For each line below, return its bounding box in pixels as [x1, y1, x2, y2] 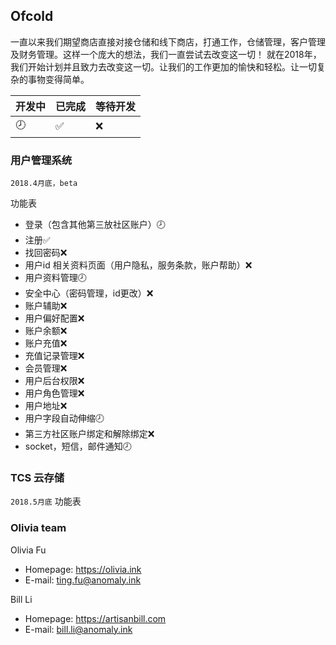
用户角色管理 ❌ [24, 387, 85, 399]
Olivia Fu [10, 544, 47, 556]
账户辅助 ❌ [24, 300, 68, 312]
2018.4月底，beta [10, 179, 78, 189]
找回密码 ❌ [24, 247, 68, 259]
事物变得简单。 [27, 73, 90, 85]
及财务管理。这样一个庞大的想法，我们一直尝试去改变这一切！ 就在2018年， [10, 48, 322, 60]
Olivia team [10, 521, 67, 535]
